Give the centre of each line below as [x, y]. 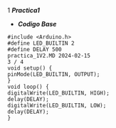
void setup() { [30, 68]
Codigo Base [37, 24]
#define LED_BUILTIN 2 [41, 43]
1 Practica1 [24, 10]
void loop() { [28, 87]
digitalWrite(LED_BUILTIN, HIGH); [59, 93]
